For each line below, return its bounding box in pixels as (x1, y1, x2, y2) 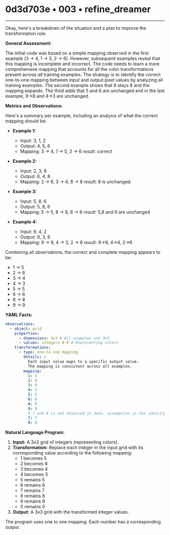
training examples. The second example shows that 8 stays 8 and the (5, 82, 150, 88)
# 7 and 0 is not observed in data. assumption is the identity (27, 411, 166, 416)
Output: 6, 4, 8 (20, 173, 51, 179)
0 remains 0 (20, 504, 46, 510)
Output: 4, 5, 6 (20, 143, 51, 149)
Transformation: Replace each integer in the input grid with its (12, 444, 143, 451)
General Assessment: (5, 40, 52, 46)
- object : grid (10, 326, 42, 331)
